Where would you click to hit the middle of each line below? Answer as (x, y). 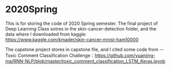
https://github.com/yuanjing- (125, 55)
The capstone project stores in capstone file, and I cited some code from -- (85, 49)
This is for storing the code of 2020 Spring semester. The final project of (82, 23)
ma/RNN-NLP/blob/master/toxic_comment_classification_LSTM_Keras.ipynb (86, 61)
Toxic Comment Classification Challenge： (50, 55)
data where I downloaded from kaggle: (46, 34)
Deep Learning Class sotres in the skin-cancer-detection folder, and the (81, 28)
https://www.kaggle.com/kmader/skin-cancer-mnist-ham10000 (72, 40)
